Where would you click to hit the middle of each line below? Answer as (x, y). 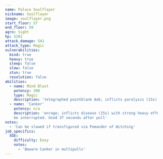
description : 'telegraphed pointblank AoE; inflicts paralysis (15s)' (87, 100)
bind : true (20, 55)
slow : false (22, 68)
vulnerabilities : (23, 50)
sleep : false (23, 64)
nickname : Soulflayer (27, 14)
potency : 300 (27, 91)
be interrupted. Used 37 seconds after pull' (61, 118)
